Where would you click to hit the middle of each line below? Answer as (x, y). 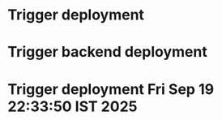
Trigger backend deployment (107, 52)
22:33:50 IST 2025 (73, 106)
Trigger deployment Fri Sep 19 (111, 89)
